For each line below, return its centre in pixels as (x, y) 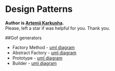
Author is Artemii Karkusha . (35, 23)
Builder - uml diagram (34, 63)
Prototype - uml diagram (37, 58)
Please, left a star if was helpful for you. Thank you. (58, 28)
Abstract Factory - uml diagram (44, 53)
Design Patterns (39, 9)
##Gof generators (24, 38)
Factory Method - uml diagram (44, 47)
